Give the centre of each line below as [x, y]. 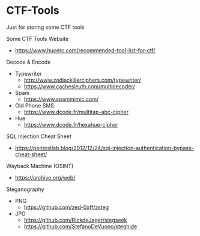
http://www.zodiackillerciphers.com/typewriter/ [82, 80]
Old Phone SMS [34, 105]
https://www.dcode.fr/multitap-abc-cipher [76, 112]
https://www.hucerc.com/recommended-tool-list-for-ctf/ [85, 50]
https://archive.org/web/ [45, 177]
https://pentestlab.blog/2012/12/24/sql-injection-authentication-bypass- [104, 148]
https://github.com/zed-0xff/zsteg [66, 207]
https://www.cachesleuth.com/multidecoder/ [79, 86]
